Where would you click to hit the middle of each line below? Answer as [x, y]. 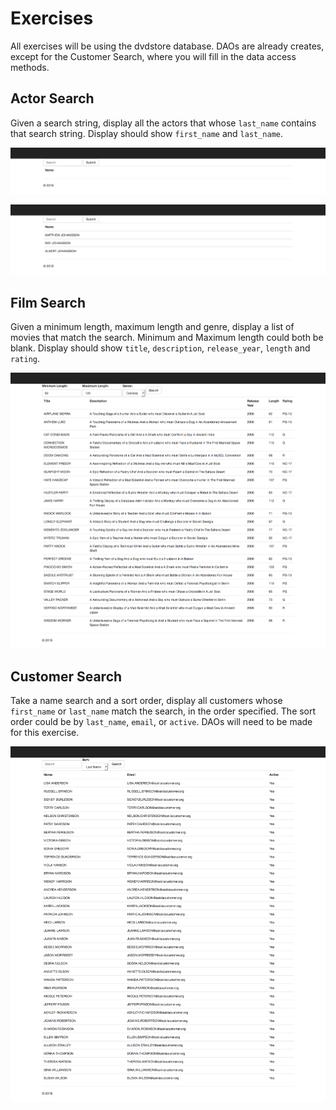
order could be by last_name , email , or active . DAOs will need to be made [161, 722]
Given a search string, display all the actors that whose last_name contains [163, 123]
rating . [25, 359]
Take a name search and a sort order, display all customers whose [146, 701]
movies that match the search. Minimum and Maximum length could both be [167, 338]
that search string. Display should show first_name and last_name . [147, 133]
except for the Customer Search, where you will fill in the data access [153, 56]
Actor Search [52, 98]
